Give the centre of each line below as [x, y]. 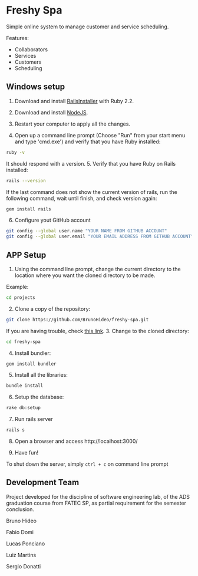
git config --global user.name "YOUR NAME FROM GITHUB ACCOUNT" [87, 231]
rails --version [26, 180]
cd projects [21, 297]
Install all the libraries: [41, 375]
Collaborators [31, 49]
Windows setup [36, 87]
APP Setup [26, 255]
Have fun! [27, 453]
